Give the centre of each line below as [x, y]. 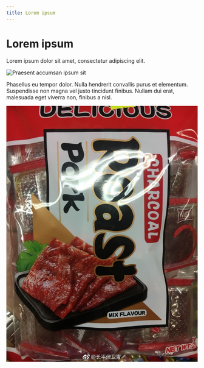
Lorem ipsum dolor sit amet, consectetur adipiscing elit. [76, 60]
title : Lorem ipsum [31, 13]
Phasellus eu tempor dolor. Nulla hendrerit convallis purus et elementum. [97, 84]
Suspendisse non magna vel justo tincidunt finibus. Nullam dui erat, [90, 91]
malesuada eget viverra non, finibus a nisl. [59, 97]
